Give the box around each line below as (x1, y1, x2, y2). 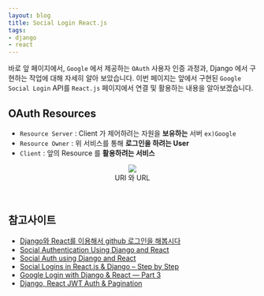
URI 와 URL (114, 173, 151, 182)
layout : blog (8, 11, 51, 20)
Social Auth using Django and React (19, 253, 136, 263)
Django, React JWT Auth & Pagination (19, 278, 143, 288)
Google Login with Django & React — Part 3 (19, 270, 162, 279)
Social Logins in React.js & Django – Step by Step (19, 261, 180, 271)
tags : (8, 26, 26, 34)
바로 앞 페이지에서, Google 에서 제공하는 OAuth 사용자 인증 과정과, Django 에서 (8, 64, 248, 73)
